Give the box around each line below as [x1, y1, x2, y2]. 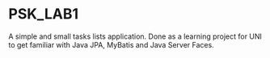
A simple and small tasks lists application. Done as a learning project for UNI [8, 31, 263, 41]
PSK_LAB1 [8, 5, 79, 23]
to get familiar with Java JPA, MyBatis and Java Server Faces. [8, 39, 214, 49]
